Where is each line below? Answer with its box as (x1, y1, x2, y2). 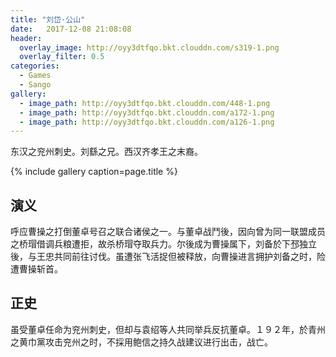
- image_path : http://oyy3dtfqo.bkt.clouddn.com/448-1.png (19, 98, 271, 108)
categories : (10, 61, 60, 71)
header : (10, 33, 43, 43)
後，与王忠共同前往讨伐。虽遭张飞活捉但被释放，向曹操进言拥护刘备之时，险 (10, 251, 326, 263)
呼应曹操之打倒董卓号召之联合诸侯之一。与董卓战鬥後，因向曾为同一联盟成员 (10, 226, 326, 238)
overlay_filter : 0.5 (19, 52, 105, 62)
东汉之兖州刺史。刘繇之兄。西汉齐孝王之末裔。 (10, 146, 203, 158)
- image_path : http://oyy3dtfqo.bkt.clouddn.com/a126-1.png (19, 117, 275, 127)
